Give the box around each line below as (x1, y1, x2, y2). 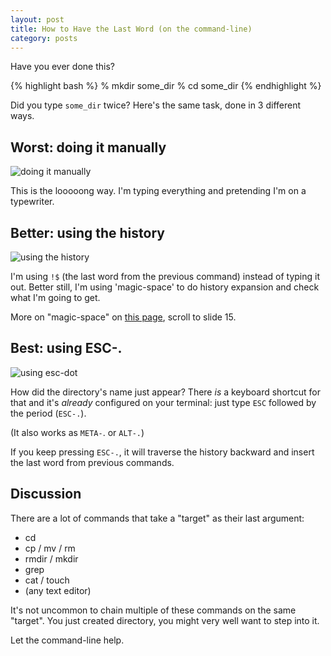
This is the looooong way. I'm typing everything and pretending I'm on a (10, 185, 307, 197)
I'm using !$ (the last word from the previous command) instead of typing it (10, 271, 320, 282)
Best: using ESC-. (10, 340, 123, 357)
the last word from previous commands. (10, 456, 175, 468)
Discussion (10, 486, 82, 503)
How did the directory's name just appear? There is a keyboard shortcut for (10, 386, 321, 398)
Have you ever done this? (10, 61, 115, 73)
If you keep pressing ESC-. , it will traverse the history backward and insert (10, 446, 315, 458)
